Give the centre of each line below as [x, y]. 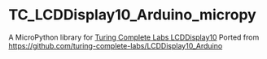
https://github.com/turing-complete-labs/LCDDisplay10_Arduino [116, 45]
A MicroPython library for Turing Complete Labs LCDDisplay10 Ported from [134, 37]
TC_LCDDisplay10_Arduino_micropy [132, 15]
